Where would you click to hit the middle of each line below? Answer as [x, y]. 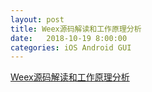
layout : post [37, 19]
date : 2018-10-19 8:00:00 [69, 38]
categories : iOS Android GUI [71, 47]
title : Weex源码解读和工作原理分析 [76, 29]
